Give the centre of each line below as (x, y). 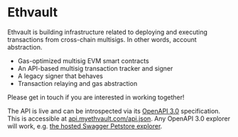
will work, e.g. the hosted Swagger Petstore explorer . (85, 126)
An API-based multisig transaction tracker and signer (95, 68)
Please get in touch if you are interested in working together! (96, 97)
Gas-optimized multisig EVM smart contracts (83, 60)
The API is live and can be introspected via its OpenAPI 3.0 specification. (114, 111)
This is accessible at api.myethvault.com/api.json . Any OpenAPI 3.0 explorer (119, 119)
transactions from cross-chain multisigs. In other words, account (102, 39)
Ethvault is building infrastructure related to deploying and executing (108, 32)
